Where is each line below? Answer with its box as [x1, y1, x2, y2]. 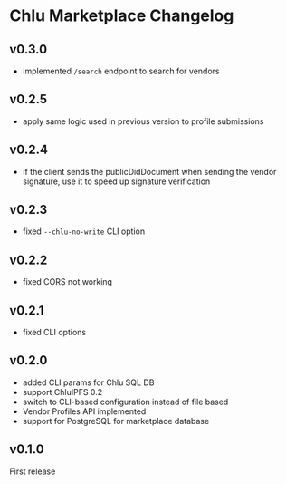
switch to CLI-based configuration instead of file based [22, 396, 229, 407]
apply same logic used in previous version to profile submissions [22, 115, 264, 127]
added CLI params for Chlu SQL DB [22, 377, 155, 388]
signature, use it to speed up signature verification [22, 176, 211, 187]
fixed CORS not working [22, 276, 113, 287]
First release [9, 466, 56, 477]
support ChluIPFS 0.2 [22, 386, 103, 397]
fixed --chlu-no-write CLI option [22, 226, 146, 237]
